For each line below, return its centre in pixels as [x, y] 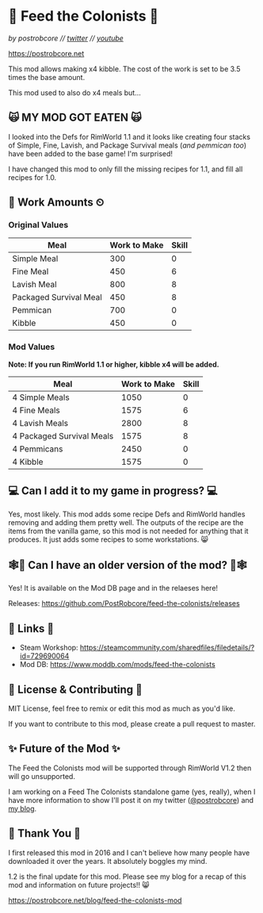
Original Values [38, 225]
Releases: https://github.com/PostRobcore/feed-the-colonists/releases [124, 604]
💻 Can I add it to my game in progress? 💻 [113, 491]
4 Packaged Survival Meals [63, 435]
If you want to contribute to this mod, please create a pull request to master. [132, 723]
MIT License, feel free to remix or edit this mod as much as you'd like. [122, 708]
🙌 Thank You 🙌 [45, 833]
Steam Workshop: [49, 648]
